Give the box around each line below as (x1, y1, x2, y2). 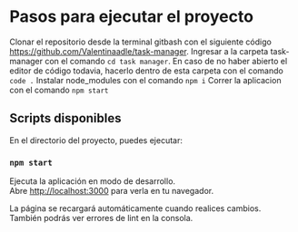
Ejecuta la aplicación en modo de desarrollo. (9, 176, 175, 187)
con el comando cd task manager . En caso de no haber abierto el (45, 55, 288, 66)
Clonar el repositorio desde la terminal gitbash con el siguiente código (9, 36, 273, 47)
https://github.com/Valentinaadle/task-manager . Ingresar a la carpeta (9, 45, 269, 56)
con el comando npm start (9, 84, 109, 95)
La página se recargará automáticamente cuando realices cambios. (9, 203, 262, 214)
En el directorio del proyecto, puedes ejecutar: (9, 134, 184, 146)
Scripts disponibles (9, 111, 122, 126)
